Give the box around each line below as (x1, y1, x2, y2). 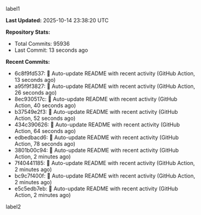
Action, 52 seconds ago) (14, 114, 76, 122)
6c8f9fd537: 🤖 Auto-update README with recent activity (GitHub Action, (14, 70, 196, 77)
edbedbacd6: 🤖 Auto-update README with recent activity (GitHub (14, 134, 179, 141)
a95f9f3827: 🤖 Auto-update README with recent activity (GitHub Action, (14, 83, 196, 90)
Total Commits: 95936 (14, 40, 70, 47)
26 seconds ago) (14, 89, 57, 96)
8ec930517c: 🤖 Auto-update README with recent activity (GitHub (14, 96, 177, 102)
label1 (5, 5, 21, 12)
